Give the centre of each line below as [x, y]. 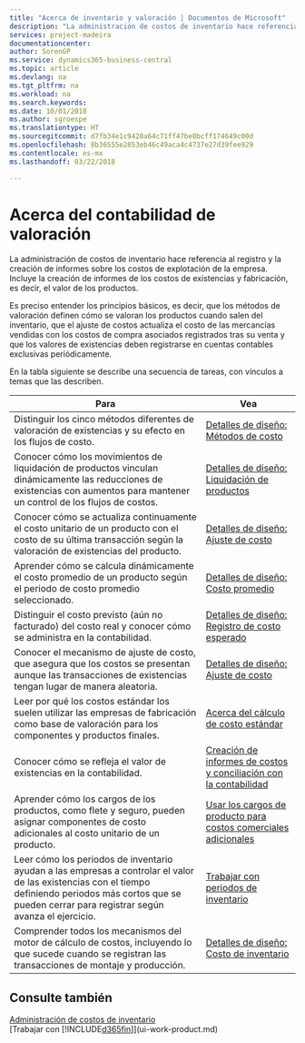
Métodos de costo [244, 436]
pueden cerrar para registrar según [89, 905]
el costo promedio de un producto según [101, 577]
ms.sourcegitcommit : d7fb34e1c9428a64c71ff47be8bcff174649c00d [132, 137]
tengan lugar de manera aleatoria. [86, 686]
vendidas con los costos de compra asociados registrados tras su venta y [148, 335]
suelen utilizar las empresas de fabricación [105, 713]
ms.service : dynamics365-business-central [91, 60]
